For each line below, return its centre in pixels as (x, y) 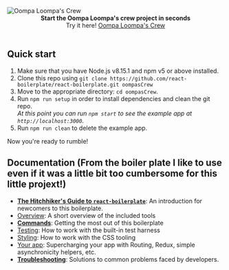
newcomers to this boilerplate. (60, 208)
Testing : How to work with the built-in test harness (88, 230)
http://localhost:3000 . (51, 120)
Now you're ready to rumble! (48, 141)
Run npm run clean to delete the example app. (82, 128)
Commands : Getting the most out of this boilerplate (90, 223)
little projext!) (37, 184)
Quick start (32, 54)
